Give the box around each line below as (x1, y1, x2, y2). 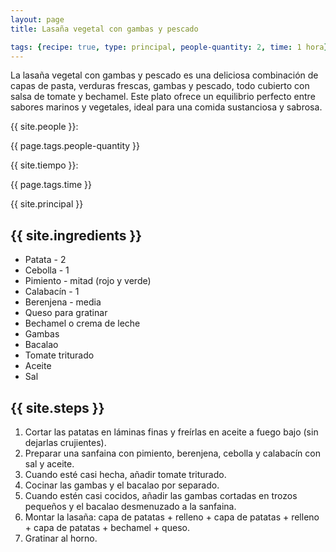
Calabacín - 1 (24, 286, 80, 298)
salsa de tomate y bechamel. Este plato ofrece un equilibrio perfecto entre (10, 91, 316, 103)
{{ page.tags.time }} (10, 179, 93, 191)
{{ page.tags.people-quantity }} (10, 140, 140, 152)
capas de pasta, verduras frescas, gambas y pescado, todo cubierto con (10, 80, 310, 92)
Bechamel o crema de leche (24, 317, 141, 330)
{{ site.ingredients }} (10, 227, 143, 244)
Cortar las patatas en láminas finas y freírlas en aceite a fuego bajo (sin (24, 426, 319, 438)
